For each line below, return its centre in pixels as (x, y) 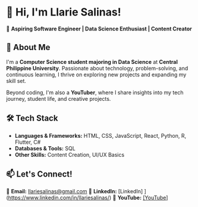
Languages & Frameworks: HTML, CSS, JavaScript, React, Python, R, (100, 135)
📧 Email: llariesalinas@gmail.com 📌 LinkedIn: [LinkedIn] (75, 191)
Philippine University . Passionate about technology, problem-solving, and (97, 68)
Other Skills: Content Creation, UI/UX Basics (70, 155)
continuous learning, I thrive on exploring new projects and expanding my (96, 75)
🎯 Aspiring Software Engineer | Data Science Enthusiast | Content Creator (99, 29)
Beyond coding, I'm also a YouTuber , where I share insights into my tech (95, 92)
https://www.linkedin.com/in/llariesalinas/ (59, 198)
